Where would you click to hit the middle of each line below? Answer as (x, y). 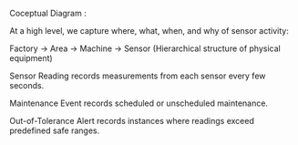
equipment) (31, 58)
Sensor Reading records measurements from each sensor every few (138, 76)
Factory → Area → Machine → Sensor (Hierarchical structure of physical (145, 48)
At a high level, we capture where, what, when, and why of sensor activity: (149, 31)
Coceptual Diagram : (48, 13)
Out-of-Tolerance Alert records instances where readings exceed (132, 121)
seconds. (27, 85)
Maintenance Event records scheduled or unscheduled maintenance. (139, 103)
